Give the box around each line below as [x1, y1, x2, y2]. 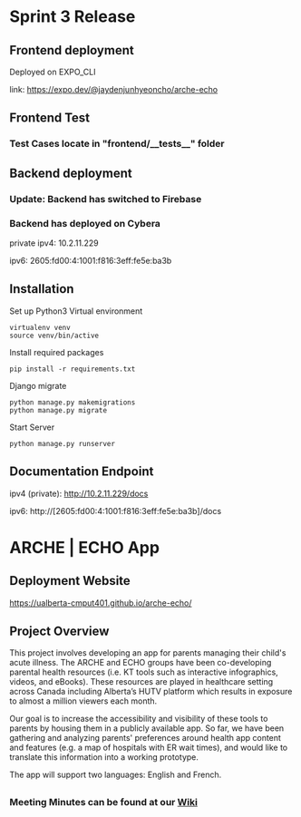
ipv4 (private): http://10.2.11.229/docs [9, 488, 149, 499]
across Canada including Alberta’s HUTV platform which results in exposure [9, 686, 293, 697]
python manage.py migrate [9, 405, 107, 414]
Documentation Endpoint [9, 464, 154, 480]
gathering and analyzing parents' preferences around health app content [9, 733, 281, 744]
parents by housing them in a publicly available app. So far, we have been [9, 723, 285, 734]
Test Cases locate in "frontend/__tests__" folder [9, 138, 225, 151]
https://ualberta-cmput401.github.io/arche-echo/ [9, 597, 192, 608]
